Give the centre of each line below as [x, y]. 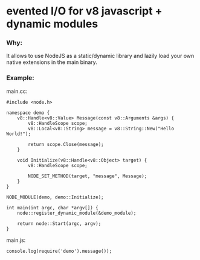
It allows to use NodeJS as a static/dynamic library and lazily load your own [100, 56]
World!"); [19, 134]
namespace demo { [28, 113]
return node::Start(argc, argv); [59, 224]
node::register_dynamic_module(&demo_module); [77, 213]
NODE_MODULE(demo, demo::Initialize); [55, 197]
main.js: [16, 240]
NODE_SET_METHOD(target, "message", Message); [88, 176]
